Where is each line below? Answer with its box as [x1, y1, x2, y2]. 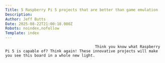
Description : [5, 12, 33, 17]
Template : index [5, 30, 39, 35]
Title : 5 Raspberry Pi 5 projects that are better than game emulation [5, 7, 158, 12]
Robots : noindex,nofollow [5, 26, 59, 31]
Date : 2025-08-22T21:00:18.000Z [5, 21, 73, 26]
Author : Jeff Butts [5, 16, 46, 21]
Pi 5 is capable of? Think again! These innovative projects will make [5, 48, 158, 53]
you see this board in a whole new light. [5, 53, 95, 58]
